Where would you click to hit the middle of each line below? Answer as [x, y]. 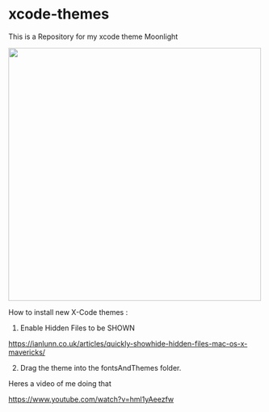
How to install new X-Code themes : [68, 312]
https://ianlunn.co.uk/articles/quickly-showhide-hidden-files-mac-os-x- [128, 343]
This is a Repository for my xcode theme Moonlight [93, 36]
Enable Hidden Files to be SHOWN [78, 328]
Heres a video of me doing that [60, 383]
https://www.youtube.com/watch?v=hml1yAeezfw [91, 399]
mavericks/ [27, 352]
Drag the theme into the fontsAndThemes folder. [101, 367]
